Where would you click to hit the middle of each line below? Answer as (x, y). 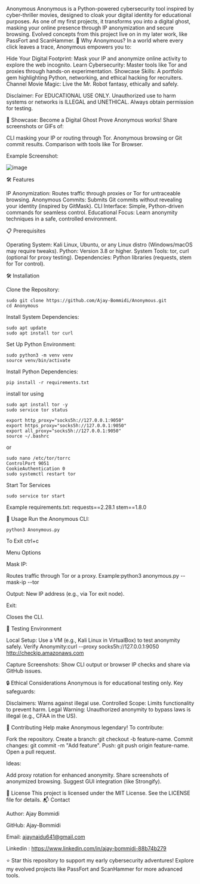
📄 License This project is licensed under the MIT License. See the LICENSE (99, 793)
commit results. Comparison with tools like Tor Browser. (75, 144)
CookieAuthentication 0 (36, 469)
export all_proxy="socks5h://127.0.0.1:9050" (64, 431)
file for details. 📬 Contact (38, 800)
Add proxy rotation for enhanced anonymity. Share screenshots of (87, 775)
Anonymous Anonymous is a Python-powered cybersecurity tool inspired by (100, 9)
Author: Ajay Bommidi (33, 814)
